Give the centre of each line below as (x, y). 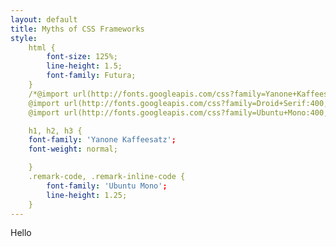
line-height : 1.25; (87, 195)
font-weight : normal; (73, 149)
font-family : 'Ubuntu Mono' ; (107, 186)
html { (42, 47)
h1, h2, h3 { (55, 131)
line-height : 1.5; (84, 66)
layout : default (44, 19)
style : (24, 38)
